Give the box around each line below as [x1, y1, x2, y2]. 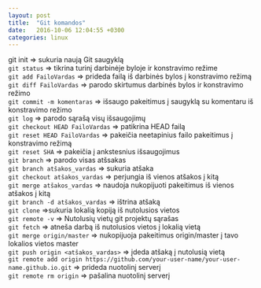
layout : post [8, 11, 51, 20]
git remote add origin [8, 256, 83, 264]
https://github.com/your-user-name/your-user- [85, 256, 241, 264]
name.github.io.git [8, 264, 72, 272]
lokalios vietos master [8, 239, 79, 249]
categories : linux [8, 33, 68, 42]
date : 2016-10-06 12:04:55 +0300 [8, 26, 125, 34]
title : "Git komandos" [8, 19, 86, 27]
